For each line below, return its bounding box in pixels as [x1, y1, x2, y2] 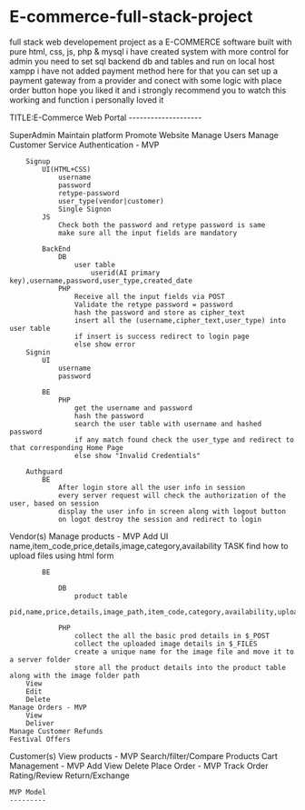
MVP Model [9, 787, 47, 796]
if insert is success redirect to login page [74, 332, 250, 341]
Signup [25, 156, 51, 165]
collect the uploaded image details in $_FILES [74, 639, 258, 648]
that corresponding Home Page [9, 443, 124, 452]
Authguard [25, 466, 64, 476]
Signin [25, 347, 51, 356]
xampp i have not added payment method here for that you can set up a [9, 65, 279, 76]
